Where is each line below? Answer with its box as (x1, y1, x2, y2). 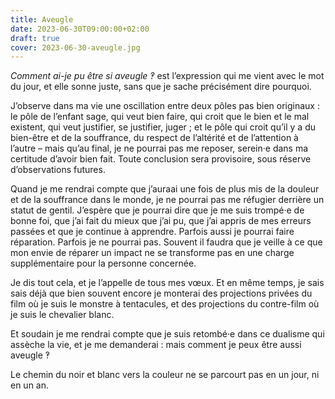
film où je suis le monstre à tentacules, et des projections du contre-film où (10, 298, 320, 310)
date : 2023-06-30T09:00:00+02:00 (10, 24, 150, 34)
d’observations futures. (10, 164, 106, 176)
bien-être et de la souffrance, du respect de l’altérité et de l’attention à (10, 132, 299, 144)
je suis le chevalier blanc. (10, 309, 115, 321)
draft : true (10, 33, 60, 43)
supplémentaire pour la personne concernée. (10, 257, 197, 270)
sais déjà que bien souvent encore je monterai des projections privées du (10, 287, 313, 300)
